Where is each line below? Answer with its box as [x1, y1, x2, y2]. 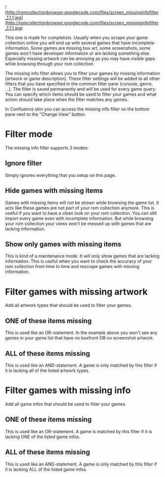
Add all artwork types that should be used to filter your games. [5, 303, 132, 308]
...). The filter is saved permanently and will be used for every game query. [5, 86, 157, 92]
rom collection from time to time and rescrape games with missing [5, 264, 139, 270]
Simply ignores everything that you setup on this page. [5, 172, 116, 178]
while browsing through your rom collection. [5, 61, 95, 67]
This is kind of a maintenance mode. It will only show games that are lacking [5, 253, 160, 259]
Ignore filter [5, 159, 42, 168]
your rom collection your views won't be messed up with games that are [5, 220, 152, 226]
